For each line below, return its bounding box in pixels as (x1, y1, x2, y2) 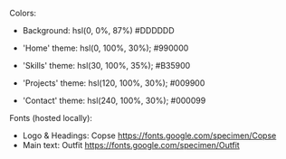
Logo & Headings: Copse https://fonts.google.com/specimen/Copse (22, 130, 277, 141)
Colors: (9, 8, 37, 18)
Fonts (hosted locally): (9, 113, 93, 123)
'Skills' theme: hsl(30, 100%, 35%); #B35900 (22, 61, 191, 70)
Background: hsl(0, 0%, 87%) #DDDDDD (22, 25, 175, 35)
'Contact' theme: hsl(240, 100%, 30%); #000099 (22, 95, 206, 106)
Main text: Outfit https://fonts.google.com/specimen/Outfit (22, 140, 240, 150)
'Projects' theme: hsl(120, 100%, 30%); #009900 (22, 78, 205, 89)
